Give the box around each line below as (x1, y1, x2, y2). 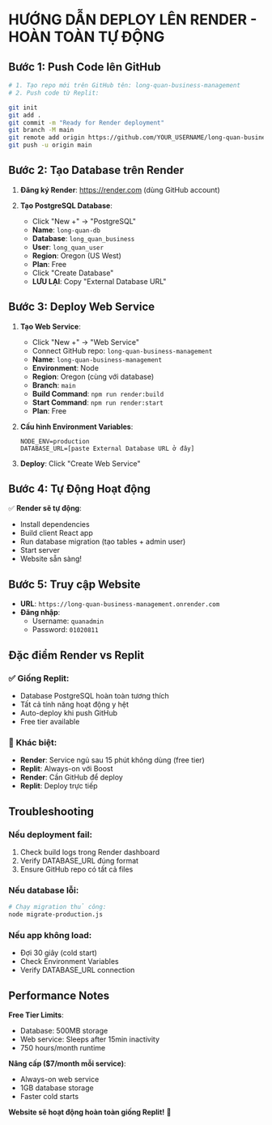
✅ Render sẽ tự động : (8, 503, 83, 513)
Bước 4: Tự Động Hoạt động (8, 482, 151, 496)
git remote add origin (8, 134, 85, 142)
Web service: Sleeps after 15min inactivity (19, 1034, 160, 1044)
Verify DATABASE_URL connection (19, 966, 135, 975)
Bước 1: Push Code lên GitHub (8, 60, 161, 74)
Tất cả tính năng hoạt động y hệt (19, 699, 130, 709)
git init (8, 104, 38, 112)
